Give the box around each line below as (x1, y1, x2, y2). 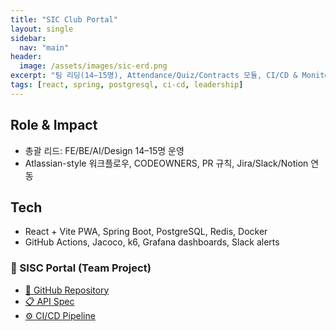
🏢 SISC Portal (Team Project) (10, 261, 152, 275)
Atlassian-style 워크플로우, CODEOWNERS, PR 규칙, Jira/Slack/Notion (24, 157, 309, 169)
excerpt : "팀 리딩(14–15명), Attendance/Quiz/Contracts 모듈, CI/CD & (10, 71, 298, 81)
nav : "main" (19, 42, 70, 53)
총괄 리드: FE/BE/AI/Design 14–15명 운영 (24, 144, 185, 156)
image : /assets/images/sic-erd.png (19, 61, 168, 71)
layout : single (10, 24, 74, 34)
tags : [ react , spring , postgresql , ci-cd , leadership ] (10, 80, 244, 90)
